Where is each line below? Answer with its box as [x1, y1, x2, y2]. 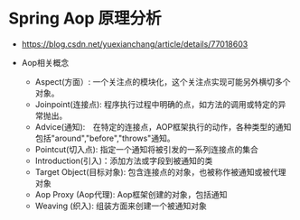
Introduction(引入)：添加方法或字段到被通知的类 [34, 155, 213, 166]
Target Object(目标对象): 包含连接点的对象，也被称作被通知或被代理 [34, 166, 286, 177]
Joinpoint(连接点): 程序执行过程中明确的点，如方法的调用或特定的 [34, 98, 279, 109]
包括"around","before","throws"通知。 [34, 133, 175, 143]
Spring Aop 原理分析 [8, 8, 162, 29]
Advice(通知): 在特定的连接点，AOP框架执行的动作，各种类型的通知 [34, 121, 292, 132]
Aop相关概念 [21, 57, 70, 68]
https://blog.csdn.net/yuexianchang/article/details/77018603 [21, 38, 248, 50]
